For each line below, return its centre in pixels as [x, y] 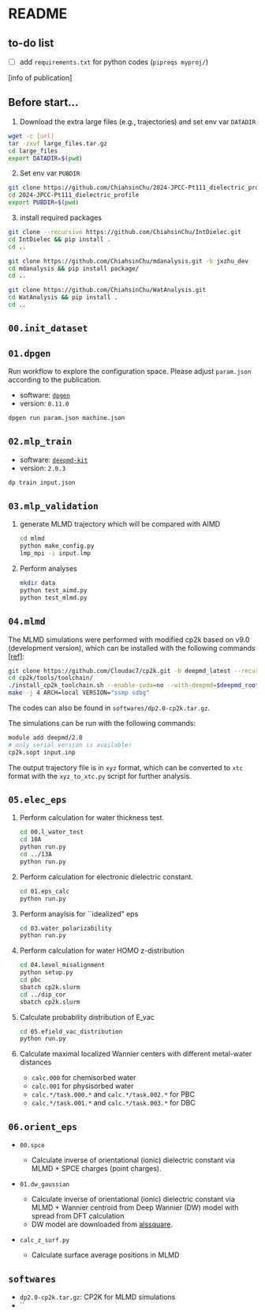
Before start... [43, 102]
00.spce [32, 1146]
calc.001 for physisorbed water [82, 1086]
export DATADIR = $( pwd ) [45, 158]
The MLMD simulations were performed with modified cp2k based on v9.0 [129, 639]
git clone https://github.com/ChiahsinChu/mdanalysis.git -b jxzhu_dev [128, 261]
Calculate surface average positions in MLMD [105, 1255]
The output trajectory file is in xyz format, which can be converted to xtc [125, 767]
